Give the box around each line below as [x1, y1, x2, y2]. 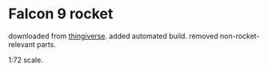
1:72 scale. [8, 55, 44, 65]
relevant [8, 39, 35, 49]
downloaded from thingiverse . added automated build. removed [8, 31, 218, 41]
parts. [36, 39, 56, 49]
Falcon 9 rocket [8, 5, 114, 23]
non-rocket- [219, 31, 260, 41]
